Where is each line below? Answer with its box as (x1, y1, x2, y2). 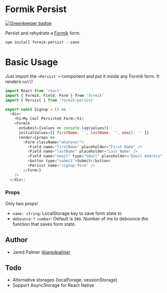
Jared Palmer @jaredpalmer (12, 249, 71, 255)
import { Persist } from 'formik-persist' (5, 97, 95, 103)
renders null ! (5, 78, 33, 84)
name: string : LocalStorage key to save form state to (12, 210, 122, 216)
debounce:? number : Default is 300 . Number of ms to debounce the (12, 215, 148, 221)
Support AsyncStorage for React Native (12, 282, 94, 288)
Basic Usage (5, 56, 58, 68)
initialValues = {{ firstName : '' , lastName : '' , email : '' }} (18, 130, 149, 135)
